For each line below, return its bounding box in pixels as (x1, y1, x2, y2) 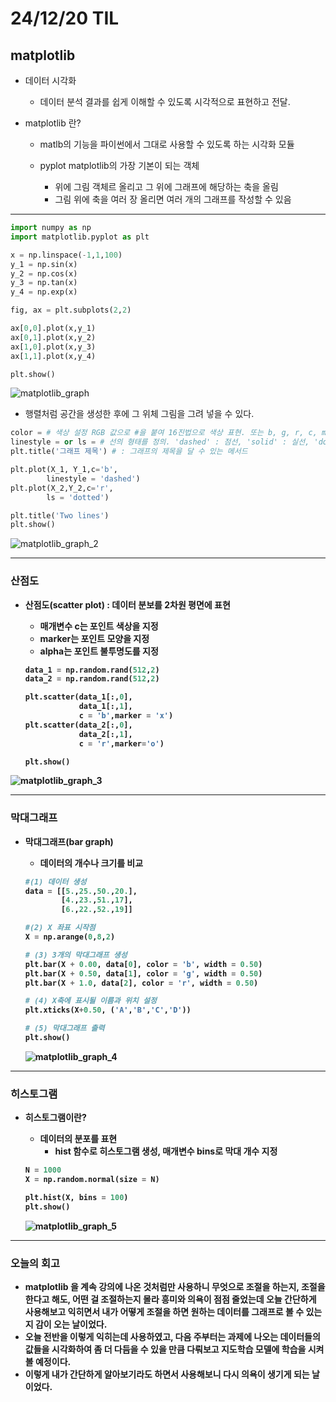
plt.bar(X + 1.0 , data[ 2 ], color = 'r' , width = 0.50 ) (24, 978, 259, 988)
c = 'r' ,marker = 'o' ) (78, 738, 165, 749)
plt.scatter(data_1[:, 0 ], (24, 692, 133, 702)
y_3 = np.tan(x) (10, 278, 78, 288)
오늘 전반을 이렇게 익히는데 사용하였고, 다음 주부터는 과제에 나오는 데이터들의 (24, 1331, 321, 1343)
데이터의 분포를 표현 (39, 1133, 118, 1145)
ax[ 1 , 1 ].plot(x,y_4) (10, 351, 97, 361)
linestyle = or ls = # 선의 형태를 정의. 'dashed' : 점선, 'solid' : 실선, (10, 437, 310, 447)
